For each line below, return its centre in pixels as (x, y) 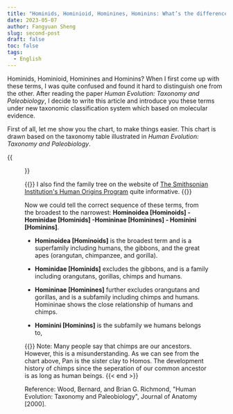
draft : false (26, 40)
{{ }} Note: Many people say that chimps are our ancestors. (108, 346)
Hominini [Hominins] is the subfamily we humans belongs (118, 325)
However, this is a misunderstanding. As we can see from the (112, 353)
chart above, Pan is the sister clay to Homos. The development (114, 361)
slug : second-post (34, 33)
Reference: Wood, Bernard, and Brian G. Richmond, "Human (110, 389)
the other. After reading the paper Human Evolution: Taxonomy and (103, 93)
